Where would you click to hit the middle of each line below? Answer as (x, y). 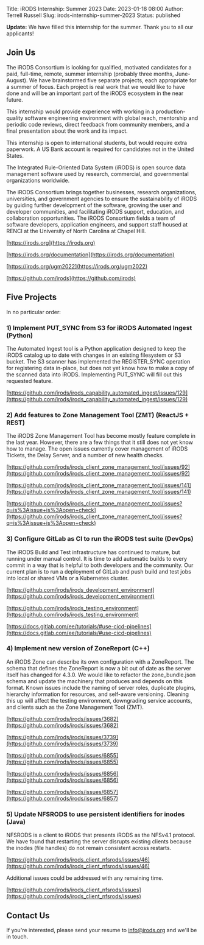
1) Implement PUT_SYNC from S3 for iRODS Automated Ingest (99, 328)
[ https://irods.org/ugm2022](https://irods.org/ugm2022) (77, 266)
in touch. (17, 936)
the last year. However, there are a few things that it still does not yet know (100, 442)
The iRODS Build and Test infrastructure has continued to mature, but (93, 552)
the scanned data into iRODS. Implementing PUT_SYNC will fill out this (94, 374)
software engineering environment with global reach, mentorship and (111, 118)
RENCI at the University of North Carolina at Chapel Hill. (76, 231)
